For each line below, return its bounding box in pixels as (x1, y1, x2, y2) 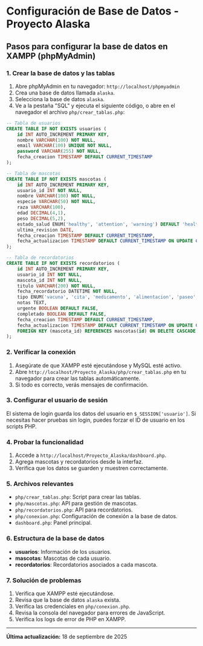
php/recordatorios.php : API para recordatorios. (14, 506, 133, 513)
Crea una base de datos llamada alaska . (14, 89, 115, 96)
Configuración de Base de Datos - (6, 4, 179, 18)
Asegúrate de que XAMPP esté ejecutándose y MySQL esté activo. (14, 362, 182, 369)
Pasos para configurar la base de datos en (6, 41, 168, 52)
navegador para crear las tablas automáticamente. (14, 375, 141, 382)
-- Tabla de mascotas (6, 170, 61, 176)
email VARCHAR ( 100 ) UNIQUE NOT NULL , (17, 142, 112, 149)
